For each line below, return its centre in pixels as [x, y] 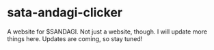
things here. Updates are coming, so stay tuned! [75, 38]
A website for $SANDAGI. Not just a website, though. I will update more [107, 32]
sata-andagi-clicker [65, 13]
